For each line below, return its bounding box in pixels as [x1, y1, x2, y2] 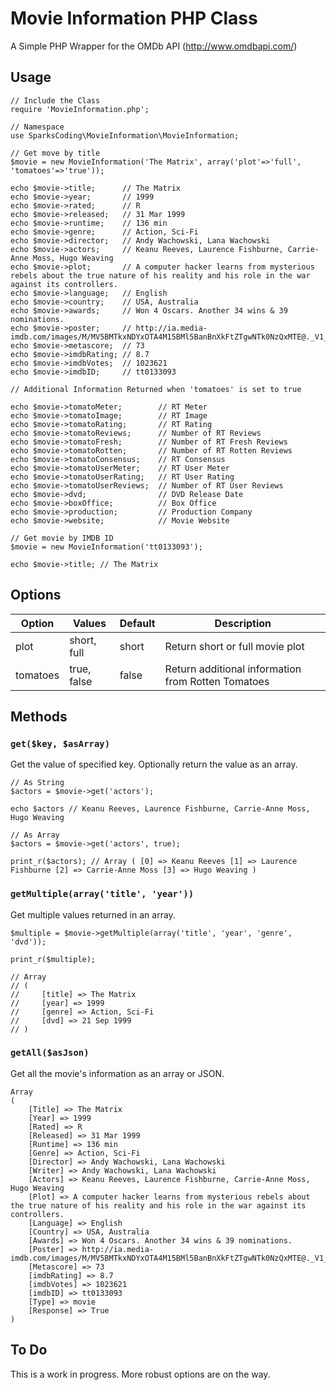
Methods [10, 708, 68, 725]
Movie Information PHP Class [10, 7, 258, 30]
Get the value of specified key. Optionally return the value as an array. [10, 758, 298, 771]
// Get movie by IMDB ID [10, 533, 114, 543]
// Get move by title [10, 148, 101, 158]
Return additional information [164, 662, 302, 676]
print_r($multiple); [10, 954, 97, 964]
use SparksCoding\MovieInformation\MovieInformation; [10, 130, 240, 141]
